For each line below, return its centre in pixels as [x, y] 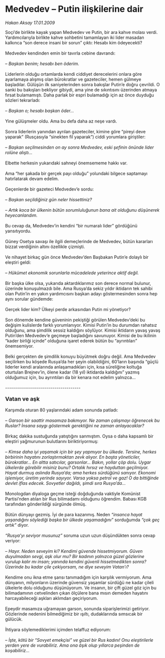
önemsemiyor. [19, 346]
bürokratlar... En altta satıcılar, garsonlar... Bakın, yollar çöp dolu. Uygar [78, 462]
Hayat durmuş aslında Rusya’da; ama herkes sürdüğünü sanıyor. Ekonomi [81, 472]
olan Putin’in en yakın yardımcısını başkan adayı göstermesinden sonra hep [81, 293]
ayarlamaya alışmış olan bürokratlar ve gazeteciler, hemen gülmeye [73, 79]
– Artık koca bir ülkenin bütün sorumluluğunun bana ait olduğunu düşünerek [82, 210]
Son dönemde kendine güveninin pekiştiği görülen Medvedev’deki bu [75, 320]
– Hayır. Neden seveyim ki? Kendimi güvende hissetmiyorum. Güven [74, 551]
